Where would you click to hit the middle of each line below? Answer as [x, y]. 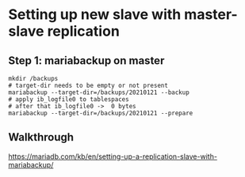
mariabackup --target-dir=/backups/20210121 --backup [99, 92]
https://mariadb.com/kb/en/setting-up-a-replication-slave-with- [113, 156]
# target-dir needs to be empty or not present [88, 85]
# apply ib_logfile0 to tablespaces [69, 100]
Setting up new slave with [95, 15]
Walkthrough [41, 137]
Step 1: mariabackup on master [86, 60]
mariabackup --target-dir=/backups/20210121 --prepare [101, 113]
